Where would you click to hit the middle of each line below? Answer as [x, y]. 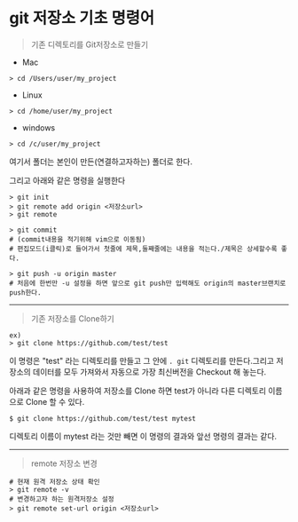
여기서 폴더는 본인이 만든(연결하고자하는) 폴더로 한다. [101, 162]
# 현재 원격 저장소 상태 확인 [55, 482]
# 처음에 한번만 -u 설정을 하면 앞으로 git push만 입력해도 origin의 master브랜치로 [148, 283]
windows [39, 127]
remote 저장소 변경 [64, 463]
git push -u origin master [67, 273]
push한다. [25, 293]
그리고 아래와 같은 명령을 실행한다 [67, 180]
